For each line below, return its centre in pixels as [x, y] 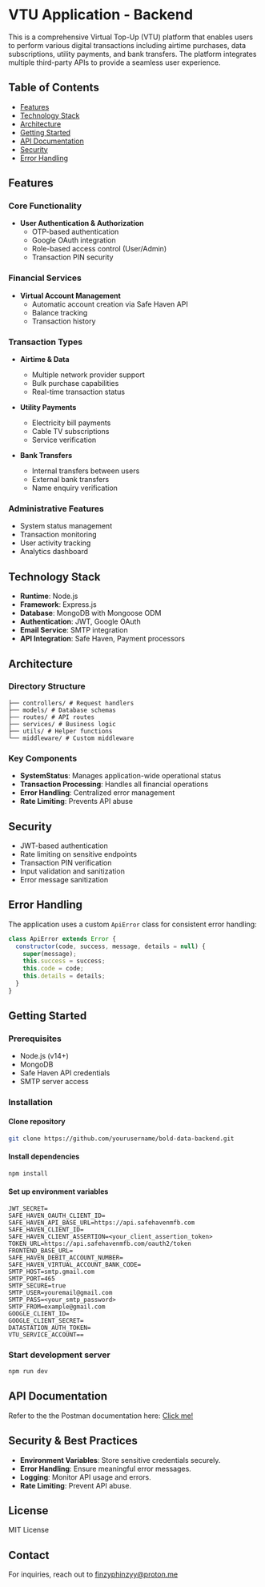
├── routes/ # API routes [51, 717]
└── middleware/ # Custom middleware [71, 738]
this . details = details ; [64, 976]
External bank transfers [70, 480]
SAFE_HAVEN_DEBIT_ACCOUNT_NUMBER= [66, 1258]
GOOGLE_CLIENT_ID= [39, 1314]
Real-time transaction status [78, 392]
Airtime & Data [44, 360]
